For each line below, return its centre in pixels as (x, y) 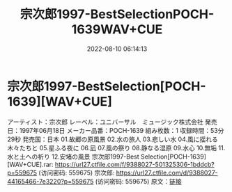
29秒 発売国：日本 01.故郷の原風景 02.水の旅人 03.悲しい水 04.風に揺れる (113, 139)
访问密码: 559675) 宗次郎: (78, 173)
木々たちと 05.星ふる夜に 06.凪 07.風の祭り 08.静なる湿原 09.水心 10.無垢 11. (116, 147)
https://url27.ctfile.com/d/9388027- (167, 173)
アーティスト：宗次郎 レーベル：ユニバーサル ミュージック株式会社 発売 (112, 122)
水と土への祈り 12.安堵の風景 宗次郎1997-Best (73, 157)
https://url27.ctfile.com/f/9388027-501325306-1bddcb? (134, 164)
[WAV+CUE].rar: (30, 164)
